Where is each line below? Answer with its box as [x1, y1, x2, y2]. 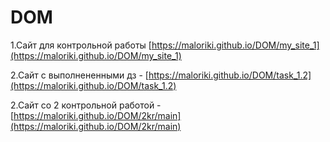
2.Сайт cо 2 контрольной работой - [10, 99, 162, 111]
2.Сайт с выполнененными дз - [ [10, 69, 149, 81]
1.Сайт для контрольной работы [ [10, 39, 152, 51]
